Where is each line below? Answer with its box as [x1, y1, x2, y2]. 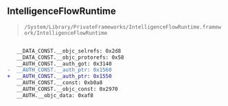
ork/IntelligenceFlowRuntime [23, 29, 108, 36]
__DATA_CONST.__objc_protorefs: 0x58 [16, 54, 125, 61]
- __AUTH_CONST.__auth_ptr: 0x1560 [7, 66, 112, 74]
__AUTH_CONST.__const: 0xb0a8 [16, 79, 103, 86]
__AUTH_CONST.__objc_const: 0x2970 [16, 85, 118, 93]
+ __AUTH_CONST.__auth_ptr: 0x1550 [7, 73, 112, 80]
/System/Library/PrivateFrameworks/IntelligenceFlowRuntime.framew [23, 23, 221, 30]
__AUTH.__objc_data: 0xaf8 [16, 92, 94, 98]
